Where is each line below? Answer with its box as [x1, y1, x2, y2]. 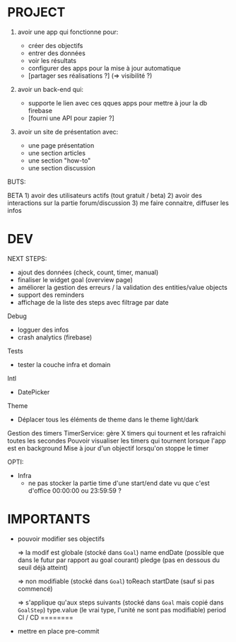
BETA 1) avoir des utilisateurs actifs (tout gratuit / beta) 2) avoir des [7, 191, 203, 199]
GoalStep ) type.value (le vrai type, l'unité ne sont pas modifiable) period [17, 605, 226, 614]
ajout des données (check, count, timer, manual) [17, 268, 159, 276]
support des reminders [17, 291, 85, 299]
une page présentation [28, 141, 95, 149]
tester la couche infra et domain [17, 360, 111, 368]
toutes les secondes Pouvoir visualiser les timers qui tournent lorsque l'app [7, 436, 226, 445]
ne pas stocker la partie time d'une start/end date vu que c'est [28, 479, 210, 487]
